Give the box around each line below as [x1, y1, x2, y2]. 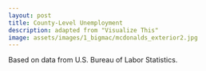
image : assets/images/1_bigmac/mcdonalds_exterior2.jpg [8, 33, 198, 42]
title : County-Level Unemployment [8, 19, 124, 27]
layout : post [8, 11, 52, 20]
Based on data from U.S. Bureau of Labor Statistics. [8, 55, 178, 65]
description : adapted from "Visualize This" [8, 26, 159, 34]
